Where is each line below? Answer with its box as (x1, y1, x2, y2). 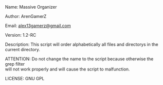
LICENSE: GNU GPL (5, 76, 45, 81)
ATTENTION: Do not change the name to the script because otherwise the (5, 56, 154, 62)
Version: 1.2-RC (5, 32, 36, 38)
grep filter (5, 61, 25, 67)
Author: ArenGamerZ (5, 14, 47, 19)
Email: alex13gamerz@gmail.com (5, 23, 71, 28)
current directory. (5, 47, 40, 52)
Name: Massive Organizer (5, 4, 57, 10)
